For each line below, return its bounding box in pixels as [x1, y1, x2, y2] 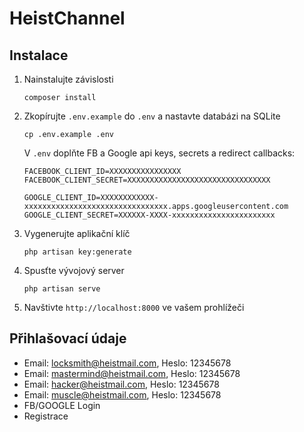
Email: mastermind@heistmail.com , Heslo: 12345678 [23, 367, 241, 379]
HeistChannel [9, 7, 126, 30]
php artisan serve [23, 284, 101, 294]
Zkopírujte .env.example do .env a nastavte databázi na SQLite [23, 110, 281, 122]
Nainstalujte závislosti [23, 73, 114, 85]
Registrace [23, 410, 69, 422]
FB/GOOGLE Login [23, 399, 101, 411]
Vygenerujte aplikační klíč [23, 228, 131, 239]
